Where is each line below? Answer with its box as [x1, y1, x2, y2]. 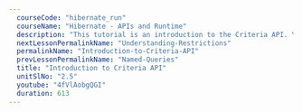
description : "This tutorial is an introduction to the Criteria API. [16, 30, 289, 39]
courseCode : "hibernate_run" [16, 13, 127, 23]
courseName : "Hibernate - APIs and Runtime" [16, 22, 187, 31]
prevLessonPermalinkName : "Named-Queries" [16, 55, 179, 64]
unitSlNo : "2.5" [16, 72, 78, 81]
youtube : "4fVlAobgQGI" [16, 80, 106, 89]
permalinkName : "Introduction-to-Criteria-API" [16, 47, 200, 56]
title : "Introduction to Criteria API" [16, 64, 167, 73]
